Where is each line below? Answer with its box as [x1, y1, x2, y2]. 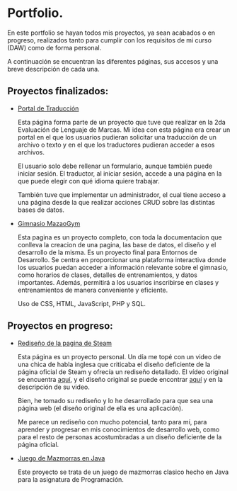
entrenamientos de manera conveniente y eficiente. [17, 286, 168, 294]
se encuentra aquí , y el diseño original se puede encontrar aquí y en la [17, 375, 223, 383]
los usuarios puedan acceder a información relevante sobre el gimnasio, [17, 263, 229, 271]
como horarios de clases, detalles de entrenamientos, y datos [17, 271, 198, 279]
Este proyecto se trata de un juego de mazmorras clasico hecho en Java [17, 468, 229, 476]
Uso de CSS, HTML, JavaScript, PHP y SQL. [17, 299, 146, 307]
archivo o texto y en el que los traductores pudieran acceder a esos [17, 140, 215, 149]
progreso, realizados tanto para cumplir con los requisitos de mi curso [7, 35, 212, 44]
